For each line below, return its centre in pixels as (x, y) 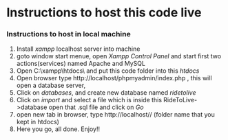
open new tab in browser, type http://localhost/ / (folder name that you (115, 115)
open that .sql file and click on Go (96, 107)
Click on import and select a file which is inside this (89, 100)
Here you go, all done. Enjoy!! (58, 129)
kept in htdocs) (38, 122)
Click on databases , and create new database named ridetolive (106, 93)
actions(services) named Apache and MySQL (81, 64)
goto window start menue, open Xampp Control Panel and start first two (119, 56)
